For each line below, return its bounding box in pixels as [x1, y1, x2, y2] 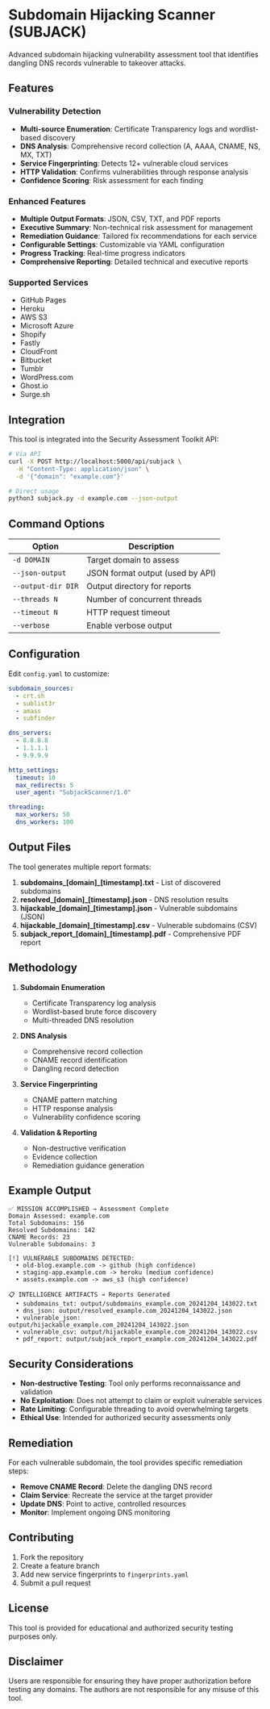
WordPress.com [19, 373, 74, 382]
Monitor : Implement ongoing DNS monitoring [19, 1507, 171, 1517]
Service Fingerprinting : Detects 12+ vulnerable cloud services [19, 158, 229, 168]
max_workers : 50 [15, 811, 70, 819]
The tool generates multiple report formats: [8, 862, 152, 871]
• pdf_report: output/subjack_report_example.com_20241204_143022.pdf [15, 1335, 258, 1343]
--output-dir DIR [12, 582, 79, 591]
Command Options [8, 516, 105, 530]
